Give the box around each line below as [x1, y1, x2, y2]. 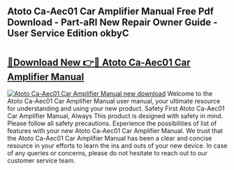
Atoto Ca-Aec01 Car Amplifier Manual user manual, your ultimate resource [7, 97, 221, 105]
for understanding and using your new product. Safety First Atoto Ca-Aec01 [7, 104, 225, 113]
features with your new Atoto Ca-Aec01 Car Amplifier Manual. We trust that [7, 127, 224, 135]
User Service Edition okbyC [7, 27, 129, 39]
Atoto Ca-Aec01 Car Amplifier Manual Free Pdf [7, 6, 214, 17]
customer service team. [7, 157, 75, 164]
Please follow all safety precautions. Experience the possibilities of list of [7, 119, 217, 127]
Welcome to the [167, 90, 213, 97]
